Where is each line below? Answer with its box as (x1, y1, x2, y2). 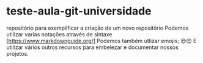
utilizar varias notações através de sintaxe (6, 30, 113, 38)
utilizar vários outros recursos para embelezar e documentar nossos (6, 44, 179, 51)
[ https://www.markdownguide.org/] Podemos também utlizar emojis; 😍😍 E (6, 37, 197, 44)
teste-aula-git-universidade (6, 4, 152, 18)
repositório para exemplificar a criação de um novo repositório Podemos (6, 24, 189, 31)
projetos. (6, 50, 29, 57)
